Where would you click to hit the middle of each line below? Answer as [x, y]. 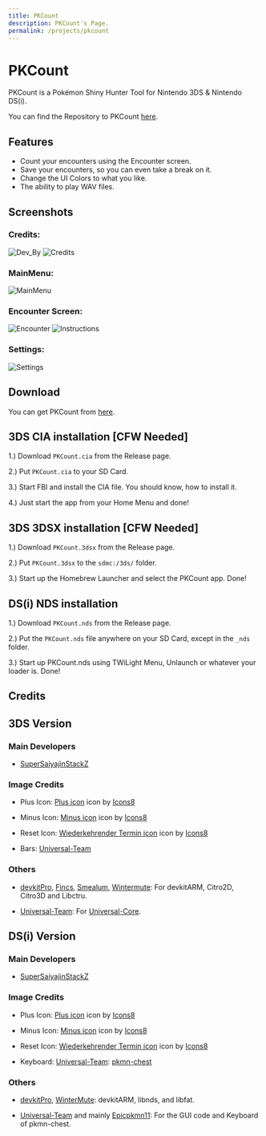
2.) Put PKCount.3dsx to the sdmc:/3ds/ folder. [83, 563]
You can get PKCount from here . [62, 412]
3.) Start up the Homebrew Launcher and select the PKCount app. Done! [127, 578]
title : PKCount [34, 16]
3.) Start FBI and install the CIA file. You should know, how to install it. [123, 487]
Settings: [26, 350]
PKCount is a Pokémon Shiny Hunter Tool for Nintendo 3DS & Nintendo [125, 92]
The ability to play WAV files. [67, 187]
